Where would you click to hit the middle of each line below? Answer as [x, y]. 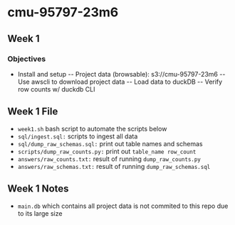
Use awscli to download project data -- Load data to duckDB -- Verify [120, 82]
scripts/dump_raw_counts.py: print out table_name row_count [107, 151]
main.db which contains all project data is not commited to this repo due [123, 206]
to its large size [40, 213]
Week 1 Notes [38, 189]
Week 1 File [33, 112]
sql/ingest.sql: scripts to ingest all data [78, 136]
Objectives [27, 59]
